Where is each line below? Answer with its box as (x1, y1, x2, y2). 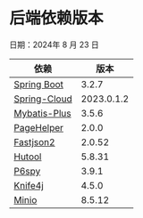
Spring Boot (13, 77, 64, 90)
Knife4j (13, 179, 45, 191)
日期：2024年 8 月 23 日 (9, 39, 100, 50)
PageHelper (13, 121, 64, 133)
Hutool (13, 150, 42, 163)
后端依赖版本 (9, 8, 105, 28)
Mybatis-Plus (13, 107, 71, 119)
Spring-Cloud (13, 93, 73, 105)
